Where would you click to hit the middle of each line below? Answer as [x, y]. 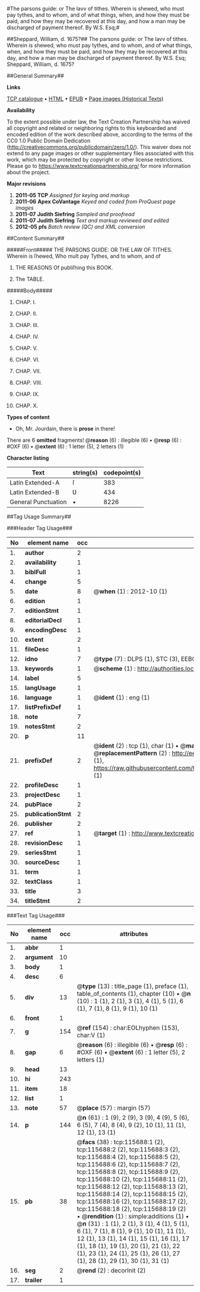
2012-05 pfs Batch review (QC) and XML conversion [80, 227]
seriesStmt [41, 853]
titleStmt [37, 901]
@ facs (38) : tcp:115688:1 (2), [121, 1142]
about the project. [28, 172]
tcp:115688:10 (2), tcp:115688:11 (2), [132, 1179]
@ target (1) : [112, 833]
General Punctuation [38, 502]
